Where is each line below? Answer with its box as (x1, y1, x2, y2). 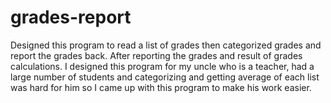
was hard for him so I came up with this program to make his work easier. (10, 81, 312, 93)
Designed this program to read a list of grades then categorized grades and (10, 39, 322, 51)
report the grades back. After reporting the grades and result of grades (10, 49, 303, 61)
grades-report (10, 6, 132, 29)
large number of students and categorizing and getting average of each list (10, 71, 320, 83)
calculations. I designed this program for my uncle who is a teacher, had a (10, 60, 315, 72)
